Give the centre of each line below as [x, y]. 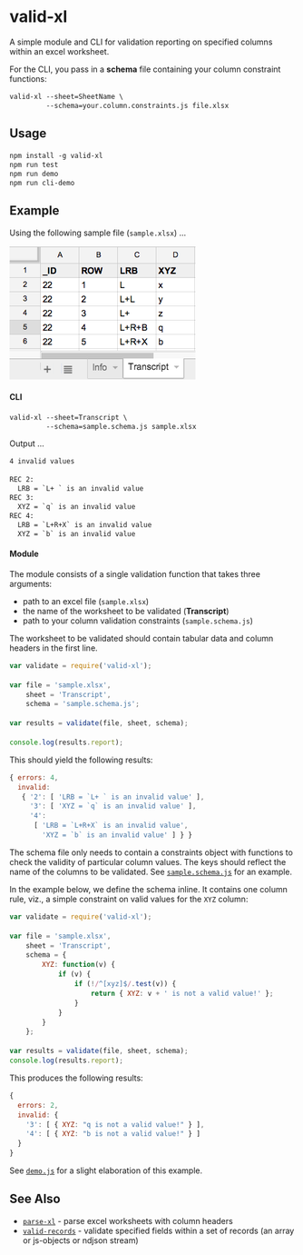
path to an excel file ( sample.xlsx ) [86, 601]
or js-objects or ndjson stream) [80, 1240]
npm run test [34, 164]
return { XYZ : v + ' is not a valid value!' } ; [182, 993]
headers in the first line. [54, 648]
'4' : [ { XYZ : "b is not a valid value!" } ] [113, 1134]
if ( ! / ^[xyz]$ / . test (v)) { [125, 984]
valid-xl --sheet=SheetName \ [67, 96]
